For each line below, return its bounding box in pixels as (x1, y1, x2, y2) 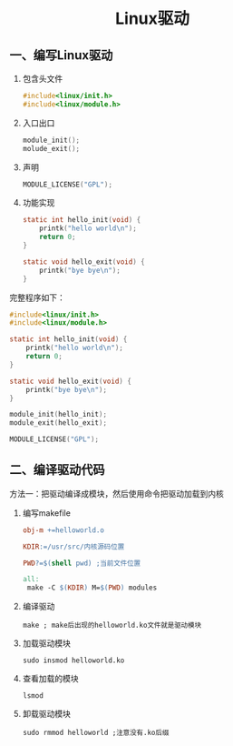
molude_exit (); (22, 144, 81, 153)
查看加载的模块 (22, 673, 79, 684)
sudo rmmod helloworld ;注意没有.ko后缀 (22, 729, 170, 738)
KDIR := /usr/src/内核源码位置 (22, 542, 125, 551)
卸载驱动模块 (22, 709, 71, 720)
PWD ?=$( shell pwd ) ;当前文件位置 (22, 559, 141, 568)
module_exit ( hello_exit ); (9, 418, 107, 428)
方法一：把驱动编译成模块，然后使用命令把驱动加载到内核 (9, 488, 224, 499)
